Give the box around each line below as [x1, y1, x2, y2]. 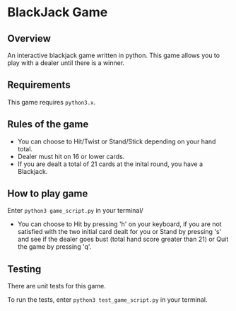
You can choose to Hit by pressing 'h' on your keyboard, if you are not [17, 220, 222, 228]
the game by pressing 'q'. [17, 242, 92, 251]
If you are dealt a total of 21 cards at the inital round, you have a [17, 160, 203, 168]
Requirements [7, 79, 71, 91]
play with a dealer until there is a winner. [7, 59, 125, 67]
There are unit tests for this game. [7, 282, 106, 291]
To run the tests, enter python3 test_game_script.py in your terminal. [7, 295, 208, 304]
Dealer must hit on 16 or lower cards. [17, 152, 125, 160]
